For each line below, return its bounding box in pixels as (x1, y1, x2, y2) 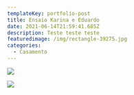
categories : (7, 42, 41, 49)
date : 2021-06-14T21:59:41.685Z (7, 23, 100, 30)
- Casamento (13, 49, 48, 56)
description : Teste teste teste (7, 29, 100, 36)
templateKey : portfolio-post (7, 10, 91, 17)
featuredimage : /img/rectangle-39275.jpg (7, 36, 128, 43)
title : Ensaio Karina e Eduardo (7, 17, 100, 23)
